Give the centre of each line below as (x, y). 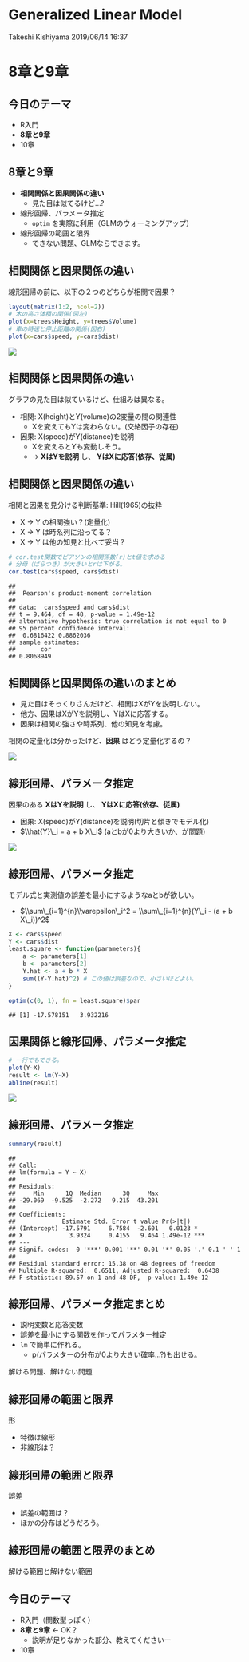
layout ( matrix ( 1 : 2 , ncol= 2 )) (57, 307)
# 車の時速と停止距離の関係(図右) (57, 329)
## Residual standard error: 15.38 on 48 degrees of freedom (112, 1263)
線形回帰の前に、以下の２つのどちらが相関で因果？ (92, 292)
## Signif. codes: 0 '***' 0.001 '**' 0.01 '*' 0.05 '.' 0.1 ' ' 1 (125, 1250)
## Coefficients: (37, 1214)
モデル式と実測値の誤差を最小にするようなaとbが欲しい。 (103, 895)
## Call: (23, 1165)
